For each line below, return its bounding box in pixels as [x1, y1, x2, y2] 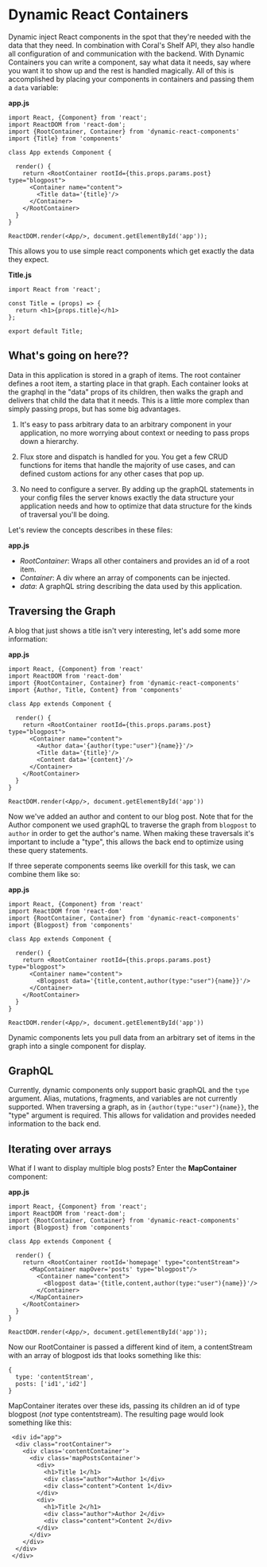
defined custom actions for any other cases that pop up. [19, 469, 204, 478]
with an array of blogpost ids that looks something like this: [8, 1351, 202, 1361]
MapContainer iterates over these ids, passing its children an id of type [8, 1401, 241, 1411]
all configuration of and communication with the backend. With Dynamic [8, 49, 245, 58]
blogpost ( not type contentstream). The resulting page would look [8, 1409, 224, 1420]
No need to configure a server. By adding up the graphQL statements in [19, 484, 254, 493]
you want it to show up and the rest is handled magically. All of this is [8, 65, 234, 75]
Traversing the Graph [8, 604, 116, 619]
